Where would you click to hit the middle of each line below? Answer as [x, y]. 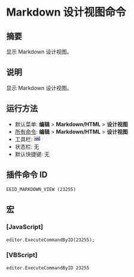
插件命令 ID [27, 175]
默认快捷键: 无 [32, 154]
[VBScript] [22, 255]
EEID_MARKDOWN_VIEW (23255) [41, 190]
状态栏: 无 [27, 147]
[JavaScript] [25, 227]
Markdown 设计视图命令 [66, 12]
